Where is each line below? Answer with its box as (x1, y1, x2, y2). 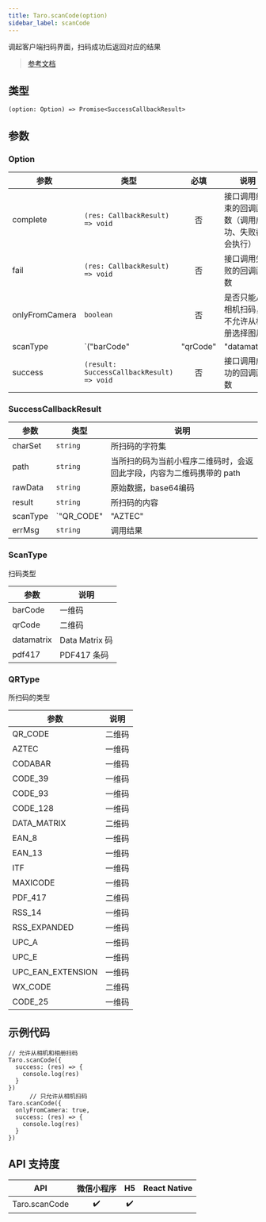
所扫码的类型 (8, 692, 50, 702)
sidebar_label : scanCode (8, 19, 90, 27)
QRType (8, 674, 40, 685)
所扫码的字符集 (110, 441, 166, 452)
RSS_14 (12, 906, 42, 917)
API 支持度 (8, 1158, 60, 1171)
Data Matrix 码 (59, 634, 113, 645)
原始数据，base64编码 (110, 482, 196, 494)
